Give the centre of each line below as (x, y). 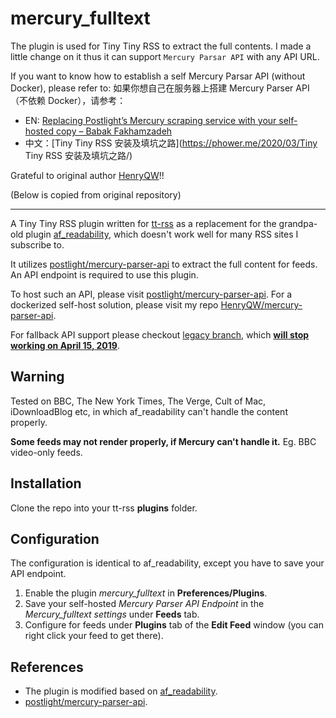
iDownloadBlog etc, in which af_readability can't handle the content (149, 411)
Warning (37, 377)
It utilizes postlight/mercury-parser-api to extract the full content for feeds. (164, 264)
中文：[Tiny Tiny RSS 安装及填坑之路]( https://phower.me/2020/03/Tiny (171, 143)
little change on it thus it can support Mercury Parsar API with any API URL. (165, 56)
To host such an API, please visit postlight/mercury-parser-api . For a (151, 294)
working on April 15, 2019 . (65, 345)
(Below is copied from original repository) (96, 194)
